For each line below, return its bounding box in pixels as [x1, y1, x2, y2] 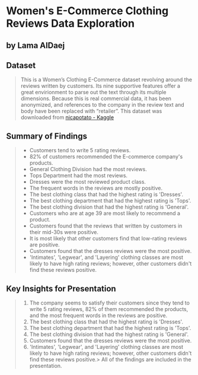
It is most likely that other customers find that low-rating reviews [29, 235, 187, 242]
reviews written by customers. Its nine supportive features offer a [20, 82, 181, 89]
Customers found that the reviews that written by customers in [29, 222, 183, 229]
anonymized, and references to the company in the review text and [20, 101, 185, 108]
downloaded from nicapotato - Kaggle [20, 114, 114, 121]
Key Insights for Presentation [6, 283, 117, 294]
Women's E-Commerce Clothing [6, 4, 169, 18]
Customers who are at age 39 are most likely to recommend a [29, 210, 181, 217]
